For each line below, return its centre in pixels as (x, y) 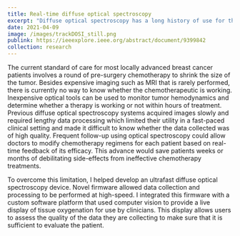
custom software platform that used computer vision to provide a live (109, 202)
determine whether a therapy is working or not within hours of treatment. (115, 105)
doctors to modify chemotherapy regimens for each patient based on (109, 143)
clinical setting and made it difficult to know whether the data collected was (119, 128)
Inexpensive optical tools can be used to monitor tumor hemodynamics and (118, 98)
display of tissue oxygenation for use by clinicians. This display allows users (119, 210)
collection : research (40, 47)
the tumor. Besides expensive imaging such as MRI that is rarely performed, (119, 82)
